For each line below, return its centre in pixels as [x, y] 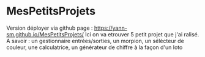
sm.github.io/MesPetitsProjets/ [45, 34]
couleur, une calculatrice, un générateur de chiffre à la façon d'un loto [95, 47]
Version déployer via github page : [50, 28]
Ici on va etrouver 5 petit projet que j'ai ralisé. [142, 34]
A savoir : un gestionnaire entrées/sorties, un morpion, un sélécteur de [95, 41]
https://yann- [110, 28]
